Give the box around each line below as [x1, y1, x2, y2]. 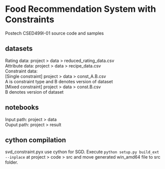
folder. [5, 159, 18, 166]
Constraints [5, 14, 55, 25]
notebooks [5, 103, 39, 112]
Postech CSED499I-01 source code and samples [5, 30, 104, 36]
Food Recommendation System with [5, 3, 156, 15]
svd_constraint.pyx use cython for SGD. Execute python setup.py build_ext [5, 149, 159, 155]
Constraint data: [5, 68, 38, 74]
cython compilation [5, 135, 66, 144]
